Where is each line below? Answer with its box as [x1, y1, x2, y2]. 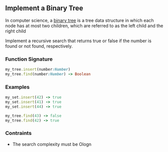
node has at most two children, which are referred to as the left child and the [5, 23, 163, 29]
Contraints [5, 130, 32, 137]
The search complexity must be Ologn [12, 141, 92, 147]
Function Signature [5, 55, 53, 62]
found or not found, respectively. [5, 43, 73, 49]
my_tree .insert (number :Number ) [5, 67, 71, 72]
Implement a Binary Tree [5, 4, 84, 13]
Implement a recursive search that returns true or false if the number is [5, 38, 152, 44]
